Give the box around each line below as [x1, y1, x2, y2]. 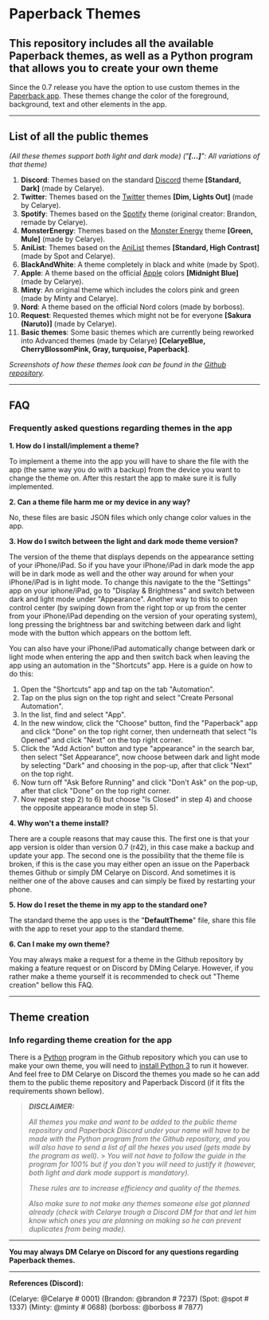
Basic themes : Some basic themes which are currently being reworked [20, 327, 254, 337]
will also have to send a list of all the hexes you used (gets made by [28, 1142, 251, 1152]
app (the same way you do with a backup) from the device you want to [9, 464, 241, 474]
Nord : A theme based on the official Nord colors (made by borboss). [20, 302, 245, 311]
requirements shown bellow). [9, 1087, 104, 1096]
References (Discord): [9, 1279, 84, 1288]
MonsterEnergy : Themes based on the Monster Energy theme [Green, [20, 225, 253, 235]
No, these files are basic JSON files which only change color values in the [9, 512, 251, 522]
